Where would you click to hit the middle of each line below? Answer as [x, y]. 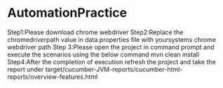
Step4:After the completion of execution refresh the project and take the [111, 61]
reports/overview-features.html [53, 76]
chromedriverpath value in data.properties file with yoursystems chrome [112, 39]
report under [26, 69]
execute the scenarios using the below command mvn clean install [103, 54]
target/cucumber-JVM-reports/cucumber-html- [114, 69]
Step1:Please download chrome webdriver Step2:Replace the [95, 32]
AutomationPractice [67, 13]
